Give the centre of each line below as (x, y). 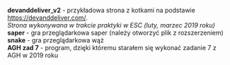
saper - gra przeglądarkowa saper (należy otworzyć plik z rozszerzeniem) (116, 32)
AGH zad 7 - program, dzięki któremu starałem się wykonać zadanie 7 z (112, 48)
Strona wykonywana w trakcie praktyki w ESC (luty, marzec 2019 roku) (111, 25)
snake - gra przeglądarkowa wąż (56, 40)
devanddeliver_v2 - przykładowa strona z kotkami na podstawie (102, 10)
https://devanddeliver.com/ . (48, 18)
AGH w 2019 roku (33, 55)
